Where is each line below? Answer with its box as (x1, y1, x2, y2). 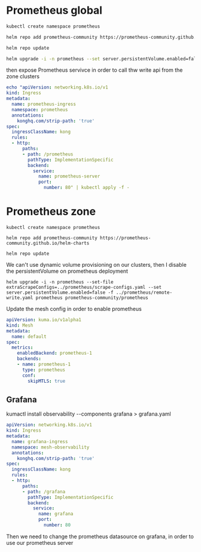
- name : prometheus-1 (17, 361, 71, 367)
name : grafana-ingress (11, 438, 68, 444)
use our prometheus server (6, 539, 74, 546)
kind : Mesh (6, 322, 33, 328)
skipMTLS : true (28, 378, 66, 384)
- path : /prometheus (22, 151, 74, 157)
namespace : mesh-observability (11, 444, 90, 450)
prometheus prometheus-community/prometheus (35, 295, 148, 301)
